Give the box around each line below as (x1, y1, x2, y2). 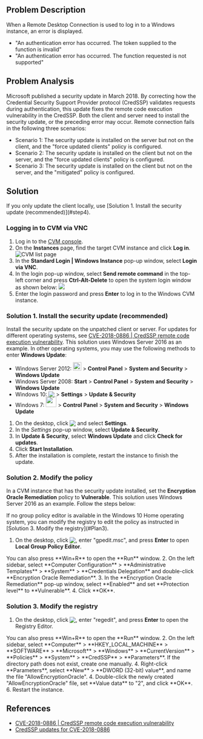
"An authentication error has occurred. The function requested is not (15, 52, 187, 60)
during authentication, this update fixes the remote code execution (6, 105, 173, 112)
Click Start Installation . (15, 446, 74, 453)
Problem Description (6, 5, 86, 15)
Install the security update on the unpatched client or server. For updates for (6, 325, 197, 333)
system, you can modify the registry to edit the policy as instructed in (6, 519, 179, 526)
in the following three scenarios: (6, 124, 87, 132)
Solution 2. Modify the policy (6, 473, 93, 482)
